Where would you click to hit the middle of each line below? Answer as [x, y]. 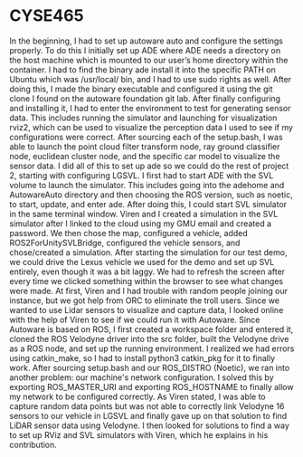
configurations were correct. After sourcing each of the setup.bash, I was [146, 137]
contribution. [33, 444]
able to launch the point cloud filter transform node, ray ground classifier [145, 147]
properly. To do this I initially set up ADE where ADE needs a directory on [145, 50]
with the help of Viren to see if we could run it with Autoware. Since [135, 319]
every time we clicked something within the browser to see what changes [146, 281]
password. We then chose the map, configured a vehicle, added [129, 233]
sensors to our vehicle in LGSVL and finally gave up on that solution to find [148, 415]
